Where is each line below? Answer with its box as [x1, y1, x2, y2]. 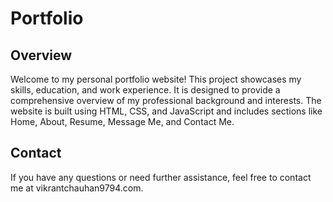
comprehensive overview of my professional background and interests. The [10, 95, 322, 106]
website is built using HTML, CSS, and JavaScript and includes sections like [10, 105, 323, 117]
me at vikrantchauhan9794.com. [10, 182, 144, 194]
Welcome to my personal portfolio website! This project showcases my [10, 73, 302, 85]
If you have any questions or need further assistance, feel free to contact [10, 171, 312, 183]
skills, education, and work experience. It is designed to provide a [10, 84, 281, 96]
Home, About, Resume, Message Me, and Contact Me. [10, 116, 235, 127]
